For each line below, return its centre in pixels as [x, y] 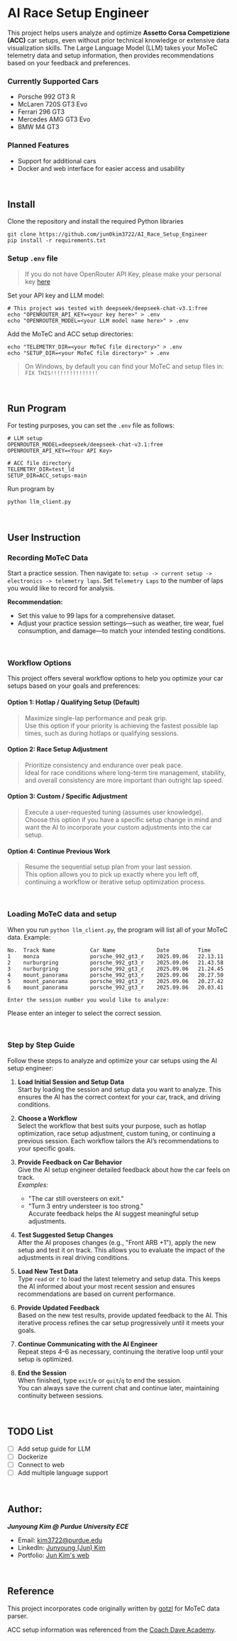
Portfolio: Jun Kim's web [54, 1555]
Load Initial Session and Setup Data [71, 1082]
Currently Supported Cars [53, 81]
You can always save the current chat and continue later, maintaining [118, 1388]
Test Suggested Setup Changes [65, 1235]
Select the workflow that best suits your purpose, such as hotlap [112, 1126]
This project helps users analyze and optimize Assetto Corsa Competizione [119, 33]
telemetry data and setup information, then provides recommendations [111, 55]
